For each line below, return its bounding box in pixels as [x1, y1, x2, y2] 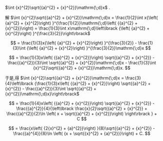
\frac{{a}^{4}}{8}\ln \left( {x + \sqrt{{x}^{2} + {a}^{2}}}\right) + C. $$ [13, 131, 151, 136]
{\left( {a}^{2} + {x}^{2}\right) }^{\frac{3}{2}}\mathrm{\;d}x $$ [26, 45, 151, 51]
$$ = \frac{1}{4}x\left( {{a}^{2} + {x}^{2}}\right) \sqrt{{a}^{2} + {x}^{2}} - [9, 101, 155, 106]
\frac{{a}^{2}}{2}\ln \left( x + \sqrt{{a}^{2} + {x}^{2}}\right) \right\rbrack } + [6, 111, 157, 117]
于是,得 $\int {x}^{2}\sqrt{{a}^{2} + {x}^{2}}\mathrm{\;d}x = [5, 75, 124, 81]
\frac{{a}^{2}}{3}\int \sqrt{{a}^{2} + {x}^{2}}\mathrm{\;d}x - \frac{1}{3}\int [7, 60, 157, 65]
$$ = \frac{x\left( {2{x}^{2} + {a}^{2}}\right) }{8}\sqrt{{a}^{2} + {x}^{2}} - [8, 125, 155, 131]
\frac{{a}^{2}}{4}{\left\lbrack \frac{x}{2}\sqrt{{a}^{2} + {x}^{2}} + [16, 105, 147, 111]
